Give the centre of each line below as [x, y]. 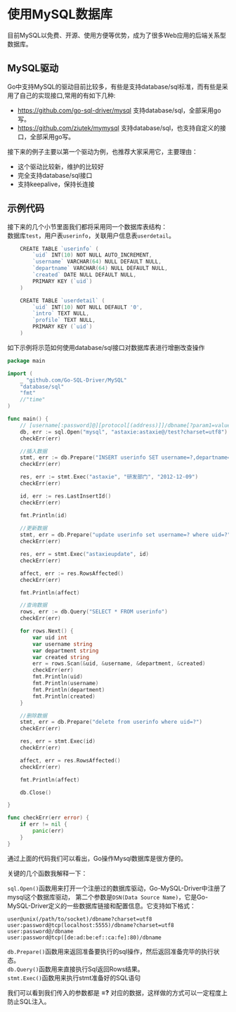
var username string [63, 644]
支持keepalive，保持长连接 [56, 184]
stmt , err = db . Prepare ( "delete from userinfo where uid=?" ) [111, 722]
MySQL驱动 [33, 69]
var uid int [50, 637]
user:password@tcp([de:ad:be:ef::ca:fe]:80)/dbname [84, 938]
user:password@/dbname [40, 931]
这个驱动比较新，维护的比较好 [60, 167]
